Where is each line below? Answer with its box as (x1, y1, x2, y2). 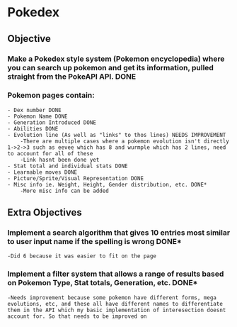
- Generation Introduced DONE (7, 118, 97, 126)
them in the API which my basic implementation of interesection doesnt (7, 306, 226, 314)
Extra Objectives (7, 206, 83, 218)
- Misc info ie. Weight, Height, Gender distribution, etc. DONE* (7, 181, 207, 188)
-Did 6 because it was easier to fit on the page (7, 253, 157, 260)
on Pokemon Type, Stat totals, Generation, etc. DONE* (7, 278, 198, 288)
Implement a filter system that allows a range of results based (7, 269, 224, 279)
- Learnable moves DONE (7, 168, 78, 176)
